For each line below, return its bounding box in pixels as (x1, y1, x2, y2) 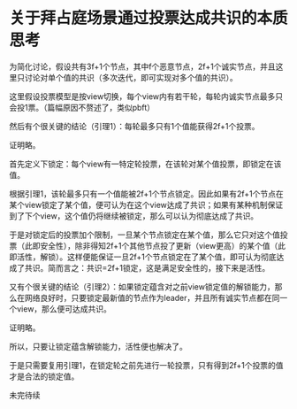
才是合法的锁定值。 (9, 371, 80, 382)
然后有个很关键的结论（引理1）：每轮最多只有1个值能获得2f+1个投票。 (9, 120, 260, 131)
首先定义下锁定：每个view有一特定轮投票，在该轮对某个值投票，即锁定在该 (9, 158, 282, 169)
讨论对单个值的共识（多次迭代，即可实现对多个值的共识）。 (24, 72, 238, 82)
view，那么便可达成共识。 (16, 303, 112, 314)
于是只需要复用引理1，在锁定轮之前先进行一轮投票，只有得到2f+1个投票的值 (9, 359, 284, 370)
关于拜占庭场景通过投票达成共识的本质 (9, 8, 289, 28)
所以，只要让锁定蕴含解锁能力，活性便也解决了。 (9, 341, 187, 351)
